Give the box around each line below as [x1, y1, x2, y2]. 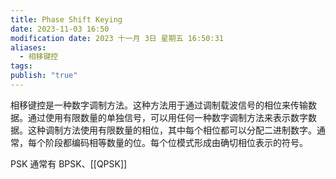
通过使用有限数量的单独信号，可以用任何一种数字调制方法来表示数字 [27, 111, 308, 123]
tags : [10, 61, 33, 71]
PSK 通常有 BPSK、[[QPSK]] [10, 157, 128, 170]
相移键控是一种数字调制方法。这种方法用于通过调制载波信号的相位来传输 [10, 99, 308, 111]
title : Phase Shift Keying [10, 14, 123, 25]
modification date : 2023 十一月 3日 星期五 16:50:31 [10, 33, 224, 43]
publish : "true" [10, 71, 78, 81]
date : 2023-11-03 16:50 [10, 24, 110, 34]
